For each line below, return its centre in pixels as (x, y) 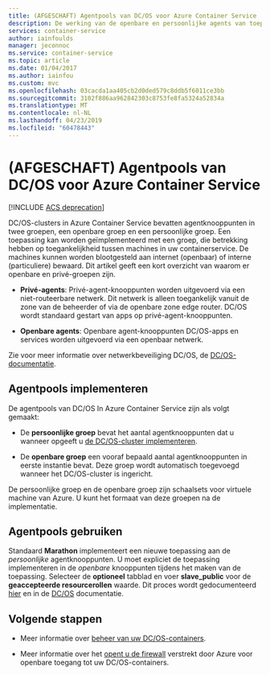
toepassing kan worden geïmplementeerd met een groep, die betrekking (128, 240)
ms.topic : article (39, 61)
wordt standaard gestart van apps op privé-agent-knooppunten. (126, 315)
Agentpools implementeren (78, 389)
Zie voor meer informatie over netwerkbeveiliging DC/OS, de (108, 355)
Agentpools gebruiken (65, 531)
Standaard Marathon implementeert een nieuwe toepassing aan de (119, 551)
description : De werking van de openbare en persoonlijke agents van (127, 23)
